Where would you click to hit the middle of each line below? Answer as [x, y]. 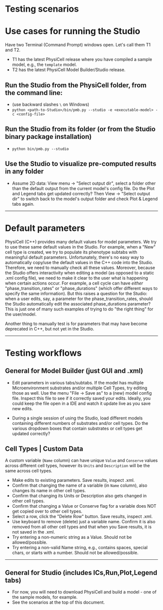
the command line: [34, 93]
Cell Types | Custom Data [44, 448]
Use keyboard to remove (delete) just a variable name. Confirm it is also [84, 522]
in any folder [24, 172]
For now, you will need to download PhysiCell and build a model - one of [84, 592]
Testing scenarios [42, 9]
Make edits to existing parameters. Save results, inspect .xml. [73, 480]
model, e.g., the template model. [44, 65]
